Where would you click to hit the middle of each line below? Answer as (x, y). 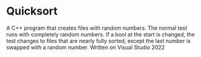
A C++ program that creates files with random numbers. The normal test (97, 28)
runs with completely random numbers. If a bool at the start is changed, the (101, 34)
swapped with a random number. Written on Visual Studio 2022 (86, 47)
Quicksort (32, 11)
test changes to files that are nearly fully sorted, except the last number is (99, 41)
